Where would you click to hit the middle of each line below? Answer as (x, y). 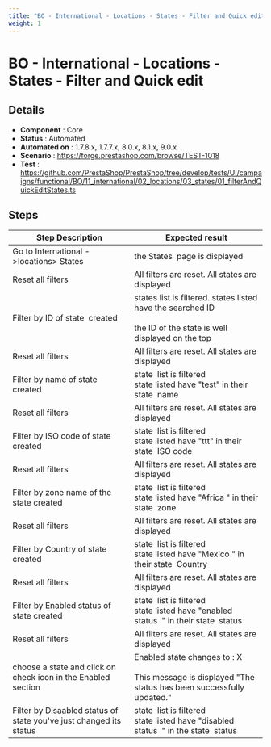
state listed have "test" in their (191, 384)
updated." (153, 698)
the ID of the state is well (181, 328)
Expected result (196, 237)
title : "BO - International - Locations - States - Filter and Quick (128, 16)
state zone (155, 508)
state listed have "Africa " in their (196, 497)
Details (26, 110)
